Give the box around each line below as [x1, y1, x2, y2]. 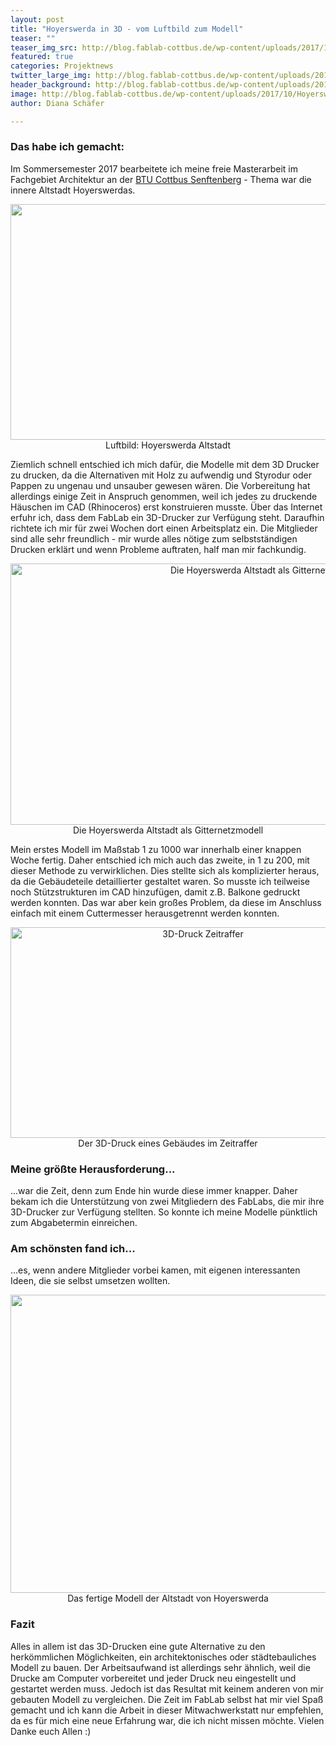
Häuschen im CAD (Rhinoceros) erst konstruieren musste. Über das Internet [10, 501, 323, 513]
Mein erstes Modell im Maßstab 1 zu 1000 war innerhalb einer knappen [10, 843, 302, 855]
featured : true [10, 52, 74, 62]
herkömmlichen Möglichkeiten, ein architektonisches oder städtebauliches [10, 1651, 317, 1663]
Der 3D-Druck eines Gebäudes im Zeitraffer [78, 1137, 258, 1149]
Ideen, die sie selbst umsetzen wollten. [10, 1275, 171, 1287]
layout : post [10, 14, 65, 25]
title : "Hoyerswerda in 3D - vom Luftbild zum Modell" [10, 24, 244, 34]
